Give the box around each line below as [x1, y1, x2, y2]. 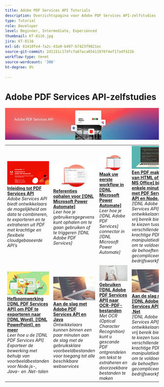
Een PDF [131, 169, 149, 176]
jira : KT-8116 [5, 39, 34, 44]
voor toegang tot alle [53, 353, 95, 359]
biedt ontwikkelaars [7, 201, 47, 207]
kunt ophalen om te [53, 219, 92, 225]
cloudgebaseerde [7, 237, 43, 243]
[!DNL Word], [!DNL [7, 317, 48, 322]
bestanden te [99, 370, 126, 376]
